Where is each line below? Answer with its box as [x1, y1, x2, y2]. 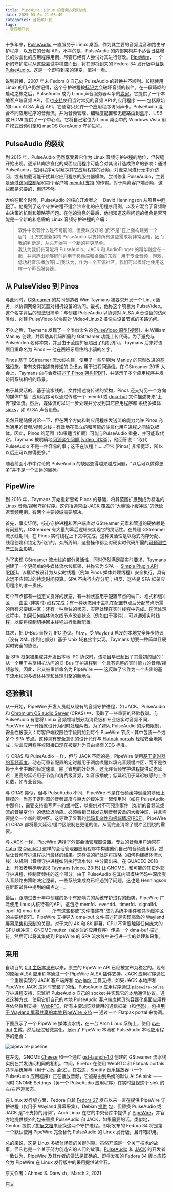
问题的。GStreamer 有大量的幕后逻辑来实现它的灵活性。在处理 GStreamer [9, 526, 165, 532]
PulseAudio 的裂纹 [5, 139, 65, 148]
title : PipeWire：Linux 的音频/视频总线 [5, 7, 87, 13]
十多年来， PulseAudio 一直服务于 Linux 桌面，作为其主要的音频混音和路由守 [5, 42, 165, 48]
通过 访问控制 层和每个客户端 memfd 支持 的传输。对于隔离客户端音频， [9, 179, 159, 185]
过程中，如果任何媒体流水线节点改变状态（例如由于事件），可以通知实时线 [5, 612, 160, 619]
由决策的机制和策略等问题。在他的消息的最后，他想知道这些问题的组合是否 [5, 209, 162, 216]
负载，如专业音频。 [5, 779, 46, 785]
